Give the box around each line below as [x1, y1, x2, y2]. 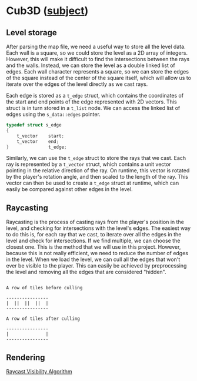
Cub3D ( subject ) [6, 4, 89, 18]
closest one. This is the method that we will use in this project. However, [6, 243, 181, 250]
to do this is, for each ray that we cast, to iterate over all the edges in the [6, 231, 182, 238]
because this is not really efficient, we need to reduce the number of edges [6, 250, 189, 257]
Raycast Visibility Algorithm [6, 368, 72, 375]
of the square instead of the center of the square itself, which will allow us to [6, 75, 191, 81]
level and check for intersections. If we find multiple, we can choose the [6, 237, 181, 245]
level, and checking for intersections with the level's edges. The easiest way [6, 225, 191, 232]
